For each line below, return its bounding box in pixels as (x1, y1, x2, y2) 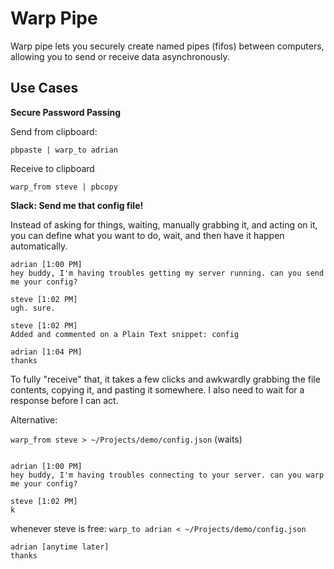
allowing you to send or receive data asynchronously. (10, 50, 230, 62)
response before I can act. (10, 394, 119, 406)
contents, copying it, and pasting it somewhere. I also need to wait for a (10, 383, 305, 396)
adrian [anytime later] (10, 542, 110, 552)
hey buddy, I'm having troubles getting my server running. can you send (10, 268, 325, 278)
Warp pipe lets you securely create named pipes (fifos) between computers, (10, 40, 325, 52)
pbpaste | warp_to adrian (10, 145, 118, 155)
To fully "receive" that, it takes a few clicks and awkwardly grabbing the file (10, 373, 321, 385)
